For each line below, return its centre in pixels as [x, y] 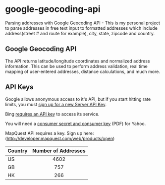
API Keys [19, 87]
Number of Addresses [59, 151]
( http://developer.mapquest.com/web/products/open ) [60, 138]
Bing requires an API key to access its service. [52, 114]
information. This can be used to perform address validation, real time [76, 66]
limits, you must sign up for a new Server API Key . [56, 104]
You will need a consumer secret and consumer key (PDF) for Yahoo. [76, 123]
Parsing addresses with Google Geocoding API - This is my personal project [82, 23]
